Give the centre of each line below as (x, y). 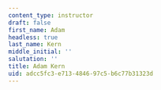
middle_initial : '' (40, 52)
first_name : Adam (37, 30)
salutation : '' (33, 59)
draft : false (30, 23)
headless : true (33, 37)
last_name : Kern (35, 45)
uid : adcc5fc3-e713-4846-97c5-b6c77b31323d (81, 74)
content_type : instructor (51, 15)
